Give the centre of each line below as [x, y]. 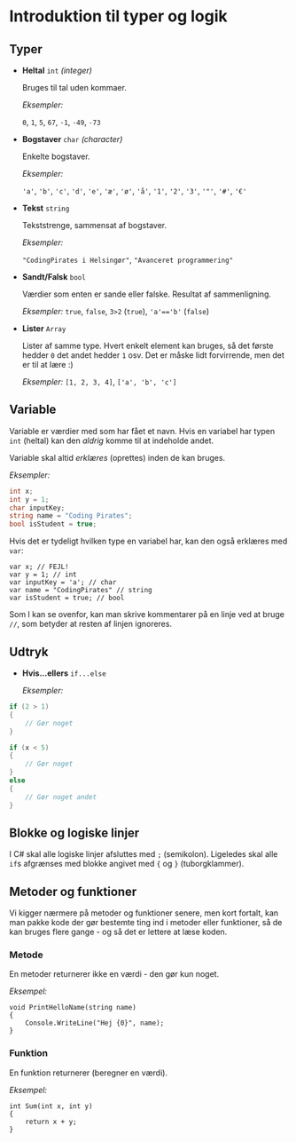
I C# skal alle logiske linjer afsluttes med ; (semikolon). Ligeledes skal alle [144, 854]
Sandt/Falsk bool [54, 277]
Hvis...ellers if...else [64, 673]
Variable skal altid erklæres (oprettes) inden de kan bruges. [117, 457]
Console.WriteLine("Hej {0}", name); [95, 1023]
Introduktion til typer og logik [118, 16]
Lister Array [44, 329]
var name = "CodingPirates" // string [81, 591]
